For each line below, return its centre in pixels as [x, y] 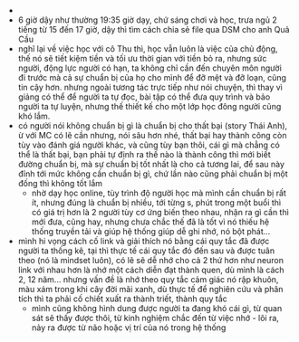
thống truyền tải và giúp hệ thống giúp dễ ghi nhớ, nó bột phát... [151, 231]
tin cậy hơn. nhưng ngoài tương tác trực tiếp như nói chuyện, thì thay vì [150, 87]
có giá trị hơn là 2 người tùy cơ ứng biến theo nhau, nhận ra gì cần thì [160, 212]
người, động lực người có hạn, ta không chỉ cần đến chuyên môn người [150, 68]
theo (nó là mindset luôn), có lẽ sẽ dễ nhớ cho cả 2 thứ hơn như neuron [150, 260]
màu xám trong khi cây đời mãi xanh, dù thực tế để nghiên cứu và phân [150, 289]
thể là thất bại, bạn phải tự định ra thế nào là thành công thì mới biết [144, 154]
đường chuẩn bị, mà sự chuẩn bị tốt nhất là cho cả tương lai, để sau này [151, 164]
